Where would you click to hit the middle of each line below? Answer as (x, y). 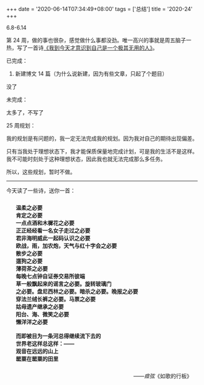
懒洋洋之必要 (32, 322)
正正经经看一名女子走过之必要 (53, 231)
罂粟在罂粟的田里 (37, 359)
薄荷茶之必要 (32, 269)
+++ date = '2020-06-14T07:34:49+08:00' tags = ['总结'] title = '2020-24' (100, 9)
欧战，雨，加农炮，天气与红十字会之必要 (66, 246)
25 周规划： (21, 125)
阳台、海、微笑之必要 (42, 314)
